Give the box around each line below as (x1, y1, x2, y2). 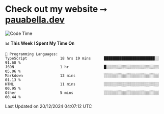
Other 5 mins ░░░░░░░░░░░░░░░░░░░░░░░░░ (5, 90, 160, 95)
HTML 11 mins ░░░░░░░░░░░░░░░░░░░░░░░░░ (5, 82, 160, 86)
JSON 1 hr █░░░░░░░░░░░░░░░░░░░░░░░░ (5, 64, 160, 69)
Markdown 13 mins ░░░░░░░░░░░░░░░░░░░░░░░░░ (5, 73, 160, 78)
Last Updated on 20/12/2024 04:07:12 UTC (5, 103, 92, 109)
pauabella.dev (5, 14, 65, 26)
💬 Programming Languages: (5, 52, 58, 57)
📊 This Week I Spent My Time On (5, 40, 75, 46)
